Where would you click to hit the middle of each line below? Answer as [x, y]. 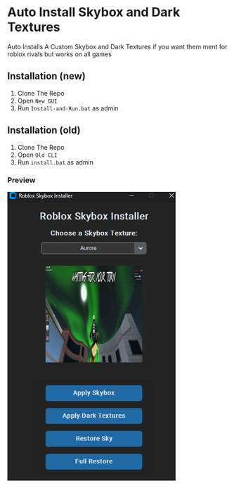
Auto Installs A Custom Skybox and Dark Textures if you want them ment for [117, 46]
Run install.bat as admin [55, 162]
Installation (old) [44, 130]
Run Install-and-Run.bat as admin [68, 108]
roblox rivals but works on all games [60, 54]
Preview [21, 180]
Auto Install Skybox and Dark [94, 12]
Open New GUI [37, 101]
